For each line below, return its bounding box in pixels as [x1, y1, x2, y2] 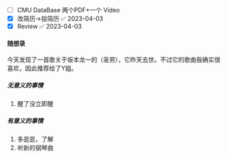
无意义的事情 [7, 81, 43, 89]
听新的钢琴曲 [16, 144, 53, 152]
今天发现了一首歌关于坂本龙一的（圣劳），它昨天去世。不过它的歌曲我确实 [7, 55, 215, 64]
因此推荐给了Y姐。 [25, 64, 77, 73]
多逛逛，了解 [16, 135, 53, 144]
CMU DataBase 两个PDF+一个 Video [16, 6, 120, 14]
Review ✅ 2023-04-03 [16, 23, 82, 31]
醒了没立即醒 [16, 100, 53, 108]
